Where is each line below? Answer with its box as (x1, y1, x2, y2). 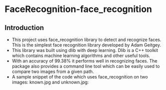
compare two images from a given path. (11, 68, 94, 74)
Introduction (4, 23, 44, 32)
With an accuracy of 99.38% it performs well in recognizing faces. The (11, 58, 158, 63)
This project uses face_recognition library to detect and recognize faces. (11, 36, 162, 42)
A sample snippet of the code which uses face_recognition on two (11, 74, 148, 79)
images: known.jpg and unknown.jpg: (11, 79, 89, 85)
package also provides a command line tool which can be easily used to (11, 63, 160, 69)
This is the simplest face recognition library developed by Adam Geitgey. (11, 42, 162, 48)
